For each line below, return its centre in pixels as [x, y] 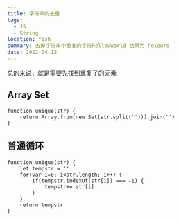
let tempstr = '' [45, 168]
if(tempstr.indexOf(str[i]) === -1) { [88, 181]
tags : [15, 20]
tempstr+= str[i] [69, 187]
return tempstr [42, 205]
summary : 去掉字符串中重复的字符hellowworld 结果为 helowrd [88, 46]
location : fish [29, 39]
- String [26, 33]
